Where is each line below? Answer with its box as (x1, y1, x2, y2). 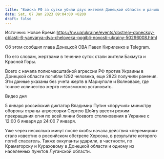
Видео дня (5, 93, 27, 99)
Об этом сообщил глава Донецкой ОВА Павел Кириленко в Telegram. (5, 44, 150, 50)
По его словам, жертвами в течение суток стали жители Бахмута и (5, 54, 146, 60)
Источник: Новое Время (5, 30, 56, 36)
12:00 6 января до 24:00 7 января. (5, 118, 77, 124)
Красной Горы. (5, 59, 37, 65)
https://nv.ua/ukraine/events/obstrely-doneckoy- (56, 30, 155, 36)
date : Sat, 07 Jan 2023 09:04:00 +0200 (5, 12, 86, 17)
